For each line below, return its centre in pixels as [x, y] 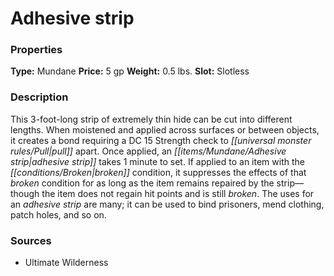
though [25, 193]
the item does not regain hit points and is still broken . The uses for [178, 193]
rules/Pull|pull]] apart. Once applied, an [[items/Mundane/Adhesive [148, 151]
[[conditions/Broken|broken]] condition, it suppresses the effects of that [158, 172]
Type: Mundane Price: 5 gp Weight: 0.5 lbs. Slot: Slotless [130, 71]
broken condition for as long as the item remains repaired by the [142, 183]
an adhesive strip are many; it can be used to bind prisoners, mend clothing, [167, 204]
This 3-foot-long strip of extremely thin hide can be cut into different [151, 119]
